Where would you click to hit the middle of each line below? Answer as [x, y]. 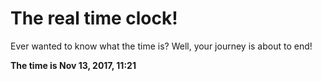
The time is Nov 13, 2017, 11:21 [73, 65]
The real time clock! [94, 18]
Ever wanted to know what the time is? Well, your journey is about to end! [161, 46]
